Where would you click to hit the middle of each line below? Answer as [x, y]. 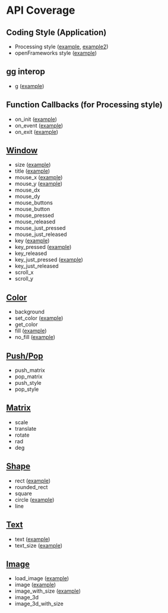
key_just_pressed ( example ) [49, 260]
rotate [22, 435]
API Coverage [41, 10]
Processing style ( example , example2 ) [61, 46]
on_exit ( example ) [36, 132]
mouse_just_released [41, 234]
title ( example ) [32, 171]
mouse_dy [27, 197]
